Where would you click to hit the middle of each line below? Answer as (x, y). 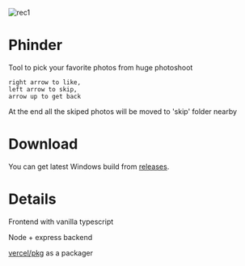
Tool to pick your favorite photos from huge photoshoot (101, 67)
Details (32, 199)
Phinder (36, 45)
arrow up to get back (45, 96)
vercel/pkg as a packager (51, 253)
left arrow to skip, (43, 89)
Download (43, 144)
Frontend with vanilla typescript (61, 222)
